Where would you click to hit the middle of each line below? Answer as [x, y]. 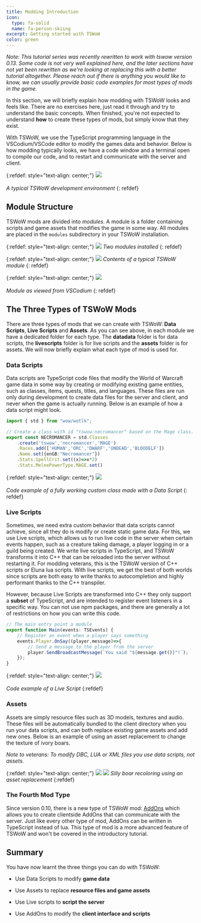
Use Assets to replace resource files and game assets [83, 890]
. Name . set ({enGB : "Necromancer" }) [59, 454]
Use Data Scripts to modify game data [62, 879]
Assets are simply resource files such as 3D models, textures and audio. [95, 717]
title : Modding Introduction [42, 12]
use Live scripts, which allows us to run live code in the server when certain [100, 538]
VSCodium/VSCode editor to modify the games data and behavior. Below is [99, 144]
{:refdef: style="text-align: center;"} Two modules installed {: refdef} [94, 246]
